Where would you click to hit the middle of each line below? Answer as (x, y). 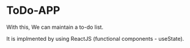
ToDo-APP (33, 10)
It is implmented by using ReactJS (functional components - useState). (95, 38)
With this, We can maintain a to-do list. (55, 27)
